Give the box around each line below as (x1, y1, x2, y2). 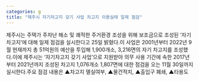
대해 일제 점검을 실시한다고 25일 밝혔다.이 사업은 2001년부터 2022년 (28, 38, 187, 46)
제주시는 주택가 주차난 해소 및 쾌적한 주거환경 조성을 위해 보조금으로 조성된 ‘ (6, 31, 182, 38)
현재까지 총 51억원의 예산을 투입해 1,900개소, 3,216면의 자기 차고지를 (12, 46, 172, 53)
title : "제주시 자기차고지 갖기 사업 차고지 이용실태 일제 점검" (6, 14, 143, 20)
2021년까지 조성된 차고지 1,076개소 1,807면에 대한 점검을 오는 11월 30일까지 (17, 60, 194, 68)
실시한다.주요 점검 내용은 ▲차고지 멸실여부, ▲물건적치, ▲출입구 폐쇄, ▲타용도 (6, 68, 189, 75)
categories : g (6, 8, 42, 15)
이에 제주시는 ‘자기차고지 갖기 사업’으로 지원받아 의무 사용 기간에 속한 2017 (12, 53, 185, 60)
